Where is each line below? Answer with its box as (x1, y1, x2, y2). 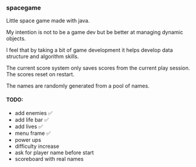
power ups (14, 136, 42, 143)
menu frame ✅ (14, 129, 51, 137)
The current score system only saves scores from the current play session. (6, 64, 191, 72)
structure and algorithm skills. (6, 53, 79, 60)
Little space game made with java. (6, 17, 91, 24)
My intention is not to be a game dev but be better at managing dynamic (6, 29, 183, 36)
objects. (6, 35, 26, 42)
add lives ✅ (14, 123, 43, 130)
